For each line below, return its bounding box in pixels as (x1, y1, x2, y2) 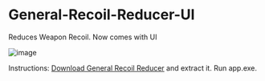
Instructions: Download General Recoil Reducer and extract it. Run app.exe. (8, 63, 258, 73)
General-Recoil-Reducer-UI (8, 6, 195, 24)
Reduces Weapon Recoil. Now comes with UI (8, 32, 157, 42)
